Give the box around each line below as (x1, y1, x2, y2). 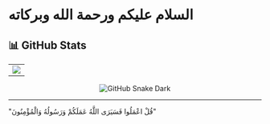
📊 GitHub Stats (8, 38, 87, 52)
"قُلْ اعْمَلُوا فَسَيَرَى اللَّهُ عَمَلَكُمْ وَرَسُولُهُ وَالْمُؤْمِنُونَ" (8, 106, 157, 116)
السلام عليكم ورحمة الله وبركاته (8, 6, 194, 24)
